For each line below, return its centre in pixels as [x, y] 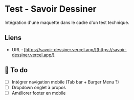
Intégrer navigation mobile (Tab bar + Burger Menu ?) [65, 82]
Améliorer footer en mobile [39, 93]
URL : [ [19, 49]
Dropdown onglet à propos [39, 87]
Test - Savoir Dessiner [51, 9]
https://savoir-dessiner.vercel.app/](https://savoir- [76, 49]
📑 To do [16, 70]
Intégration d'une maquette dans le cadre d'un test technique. [67, 22]
